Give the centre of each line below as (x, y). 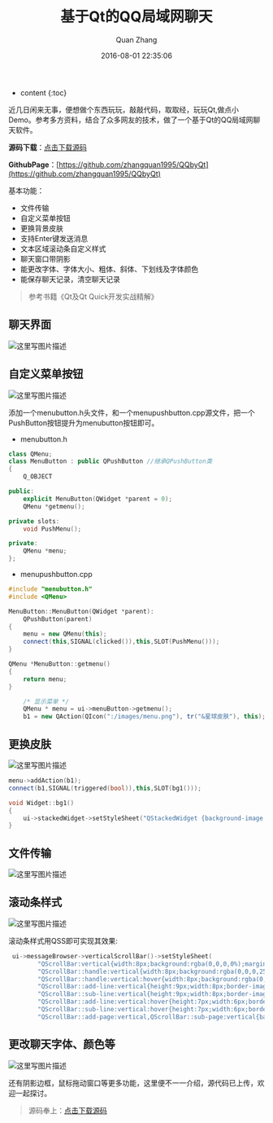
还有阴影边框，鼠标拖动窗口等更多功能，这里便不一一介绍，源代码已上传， (133, 1083)
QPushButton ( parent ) (58, 619)
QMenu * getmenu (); (54, 506)
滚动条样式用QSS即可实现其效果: (63, 940)
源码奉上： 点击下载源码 (67, 1110)
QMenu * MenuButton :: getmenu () (60, 664)
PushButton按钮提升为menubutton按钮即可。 (84, 423)
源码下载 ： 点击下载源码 (48, 147)
